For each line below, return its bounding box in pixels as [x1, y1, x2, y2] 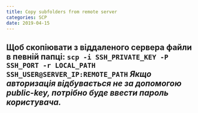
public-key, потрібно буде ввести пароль [6, 88, 169, 98]
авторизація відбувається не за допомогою [6, 78, 182, 88]
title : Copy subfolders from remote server [6, 8, 118, 15]
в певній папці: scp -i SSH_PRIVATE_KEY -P [6, 52, 169, 62]
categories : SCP [6, 14, 47, 20]
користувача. [6, 97, 62, 107]
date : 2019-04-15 [6, 20, 50, 26]
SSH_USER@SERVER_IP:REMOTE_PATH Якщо [6, 69, 152, 79]
